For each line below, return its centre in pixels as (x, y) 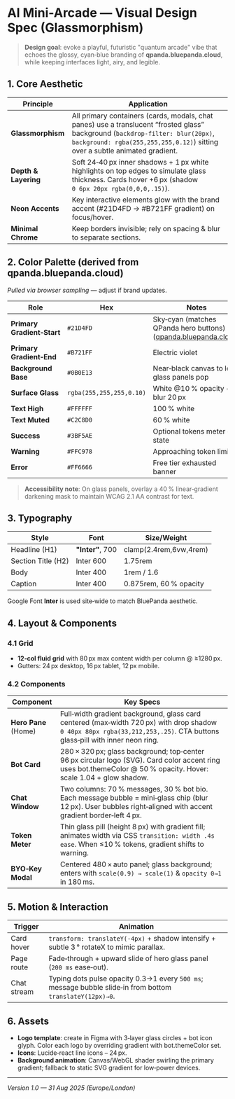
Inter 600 (91, 561)
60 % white (171, 420)
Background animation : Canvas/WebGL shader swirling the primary (116, 1060)
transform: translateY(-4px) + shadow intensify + (132, 939)
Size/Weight (166, 538)
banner (165, 471)
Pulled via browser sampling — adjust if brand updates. (87, 290)
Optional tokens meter (189, 431)
